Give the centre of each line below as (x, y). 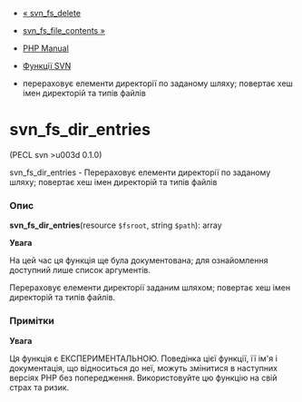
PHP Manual (46, 48)
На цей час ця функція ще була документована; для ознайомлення (139, 260)
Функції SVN (47, 66)
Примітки (32, 321)
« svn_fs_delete (52, 13)
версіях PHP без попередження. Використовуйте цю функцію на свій (143, 377)
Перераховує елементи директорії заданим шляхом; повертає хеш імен (150, 288)
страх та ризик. (39, 387)
